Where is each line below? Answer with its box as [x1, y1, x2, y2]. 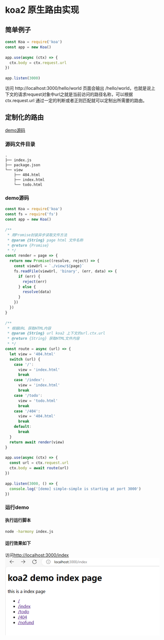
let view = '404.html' [9, 352, 56, 357]
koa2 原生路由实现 [5, 4, 79, 16]
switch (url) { [9, 357, 41, 362]
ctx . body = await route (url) [9, 466, 69, 471]
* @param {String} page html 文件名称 [7, 238, 84, 243]
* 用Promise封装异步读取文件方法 [7, 232, 68, 237]
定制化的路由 [5, 113, 44, 122]
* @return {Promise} [7, 243, 49, 248]
